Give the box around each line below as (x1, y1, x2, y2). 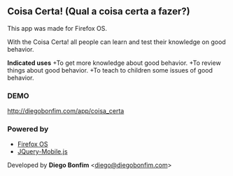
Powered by (7, 124, 49, 134)
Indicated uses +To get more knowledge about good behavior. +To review (7, 59, 222, 67)
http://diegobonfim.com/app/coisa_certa (7, 107, 125, 115)
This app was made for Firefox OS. (7, 24, 107, 32)
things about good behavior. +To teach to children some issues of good (7, 66, 213, 74)
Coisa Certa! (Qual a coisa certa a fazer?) (7, 6, 190, 17)
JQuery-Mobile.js (17, 147, 68, 156)
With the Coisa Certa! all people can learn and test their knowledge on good (7, 38, 226, 46)
